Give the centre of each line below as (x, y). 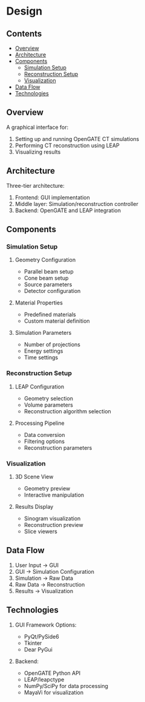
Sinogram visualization (52, 518)
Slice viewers (40, 531)
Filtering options (44, 441)
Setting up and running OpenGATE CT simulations (77, 139)
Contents (24, 34)
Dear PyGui (38, 649)
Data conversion (44, 435)
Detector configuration (52, 291)
